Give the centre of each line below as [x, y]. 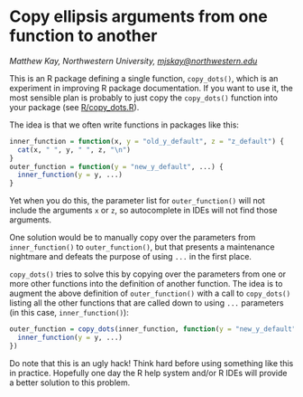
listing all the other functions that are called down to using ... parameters [147, 303]
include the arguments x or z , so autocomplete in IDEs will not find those [143, 211]
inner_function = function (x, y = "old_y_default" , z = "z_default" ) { [147, 141]
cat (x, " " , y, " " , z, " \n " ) [74, 150]
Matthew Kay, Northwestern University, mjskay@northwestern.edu [133, 61]
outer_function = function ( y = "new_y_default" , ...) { [116, 166]
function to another [83, 36]
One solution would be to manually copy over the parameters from [133, 238]
